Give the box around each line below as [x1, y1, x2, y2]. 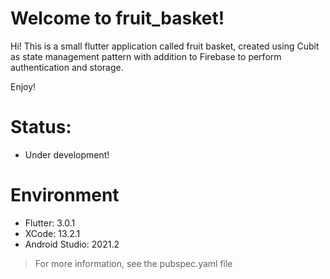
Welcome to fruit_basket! [10, 7, 225, 30]
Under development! [24, 148, 110, 161]
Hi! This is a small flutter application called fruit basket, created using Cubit [10, 40, 320, 52]
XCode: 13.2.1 [24, 227, 81, 239]
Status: [10, 116, 72, 139]
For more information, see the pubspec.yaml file [34, 257, 233, 269]
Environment [10, 184, 120, 207]
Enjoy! [10, 80, 37, 92]
